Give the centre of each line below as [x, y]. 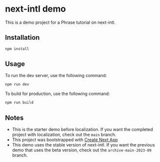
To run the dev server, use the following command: [56, 76]
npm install [17, 49]
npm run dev [17, 84]
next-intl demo [36, 9]
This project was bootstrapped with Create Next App [65, 140]
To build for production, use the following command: [58, 94]
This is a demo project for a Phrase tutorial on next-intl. [60, 22]
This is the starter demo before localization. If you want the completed [82, 129]
